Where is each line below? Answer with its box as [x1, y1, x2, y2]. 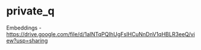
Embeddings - [6, 24, 42, 31]
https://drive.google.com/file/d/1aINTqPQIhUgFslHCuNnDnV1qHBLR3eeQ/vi [6, 30, 196, 37]
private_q [6, 4, 55, 18]
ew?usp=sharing [6, 37, 48, 44]
